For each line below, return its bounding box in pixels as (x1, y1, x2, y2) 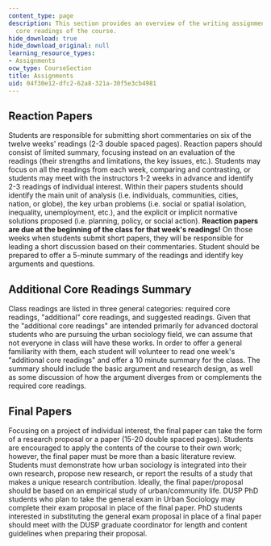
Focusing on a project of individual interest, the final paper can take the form (8, 425, 263, 436)
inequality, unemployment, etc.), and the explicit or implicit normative (8, 207, 238, 218)
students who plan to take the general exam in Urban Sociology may (8, 494, 236, 504)
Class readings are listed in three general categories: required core (8, 304, 231, 314)
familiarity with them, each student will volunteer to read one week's (8, 347, 236, 356)
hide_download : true (8, 34, 78, 43)
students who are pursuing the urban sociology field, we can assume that (8, 330, 253, 340)
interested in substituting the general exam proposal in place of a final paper (8, 511, 262, 521)
